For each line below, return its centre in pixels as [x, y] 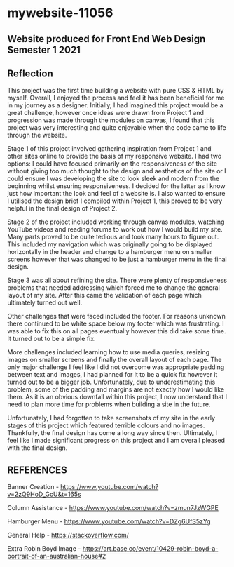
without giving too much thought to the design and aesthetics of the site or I [117, 171]
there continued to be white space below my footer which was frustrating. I [116, 323]
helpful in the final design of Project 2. [62, 208]
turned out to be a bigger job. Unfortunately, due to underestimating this [111, 382]
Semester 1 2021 [44, 49]
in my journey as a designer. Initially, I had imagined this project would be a [115, 105]
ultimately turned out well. [45, 302]
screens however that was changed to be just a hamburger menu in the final [117, 259]
